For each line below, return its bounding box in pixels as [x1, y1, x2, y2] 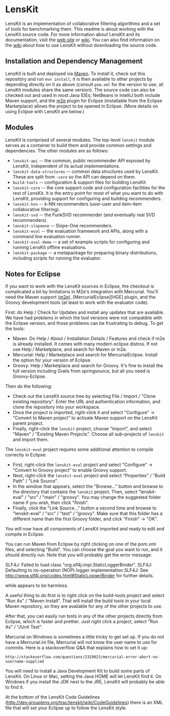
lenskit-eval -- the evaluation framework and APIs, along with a [12, 228, 148, 234]
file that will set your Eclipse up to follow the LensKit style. [5, 705, 127, 711]
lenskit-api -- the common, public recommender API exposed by [12, 157, 151, 164]
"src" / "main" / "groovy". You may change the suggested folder [27, 494, 161, 500]
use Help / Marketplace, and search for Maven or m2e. [12, 346, 127, 352]
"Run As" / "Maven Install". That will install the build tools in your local [5, 598, 151, 604]
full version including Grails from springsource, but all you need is [12, 368, 150, 374]
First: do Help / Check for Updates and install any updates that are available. [5, 310, 165, 316]
